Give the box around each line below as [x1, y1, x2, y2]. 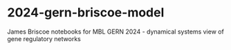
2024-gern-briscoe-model [7, 5, 165, 21]
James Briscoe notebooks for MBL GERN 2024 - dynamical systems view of [7, 27, 225, 36]
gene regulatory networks [7, 34, 81, 42]
